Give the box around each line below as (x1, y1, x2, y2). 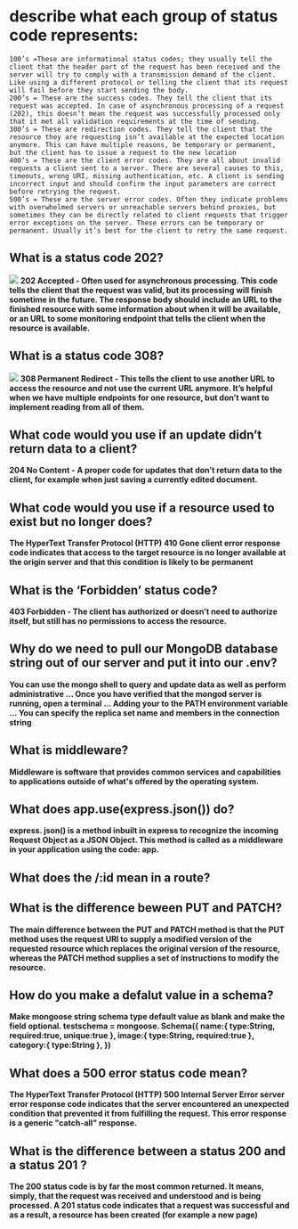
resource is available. (9, 323, 91, 333)
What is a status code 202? (9, 250, 164, 266)
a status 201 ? (9, 1157, 87, 1173)
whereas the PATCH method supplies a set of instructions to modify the (9, 952, 279, 963)
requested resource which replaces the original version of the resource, (9, 943, 280, 954)
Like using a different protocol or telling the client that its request (9, 78, 289, 86)
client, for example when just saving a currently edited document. (9, 474, 258, 485)
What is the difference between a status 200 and (9, 1143, 286, 1159)
